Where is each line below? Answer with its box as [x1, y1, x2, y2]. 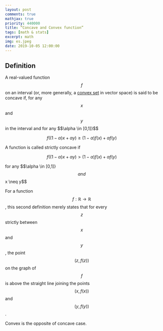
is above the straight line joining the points [5, 281, 90, 287]
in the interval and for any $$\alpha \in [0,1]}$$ [5, 126, 99, 132]
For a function [5, 188, 33, 194]
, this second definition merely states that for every [5, 204, 108, 210]
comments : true [5, 12, 36, 17]
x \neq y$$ [5, 179, 27, 185]
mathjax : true [5, 16, 34, 21]
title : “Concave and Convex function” [5, 25, 84, 30]
